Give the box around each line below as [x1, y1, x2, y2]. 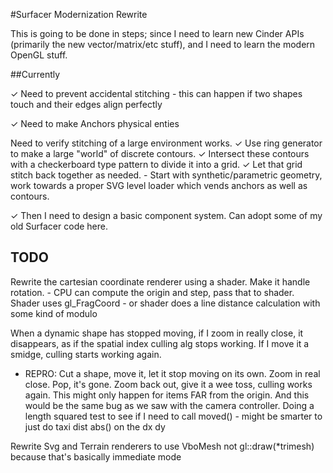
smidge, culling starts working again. [10, 348, 162, 360]
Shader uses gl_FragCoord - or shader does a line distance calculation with [10, 297, 321, 309]
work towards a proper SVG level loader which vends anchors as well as [10, 180, 308, 191]
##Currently [10, 69, 61, 80]
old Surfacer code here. [10, 220, 108, 232]
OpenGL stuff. [10, 49, 68, 61]
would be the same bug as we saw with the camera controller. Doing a [24, 399, 315, 411]
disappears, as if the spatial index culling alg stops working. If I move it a [10, 337, 310, 349]
